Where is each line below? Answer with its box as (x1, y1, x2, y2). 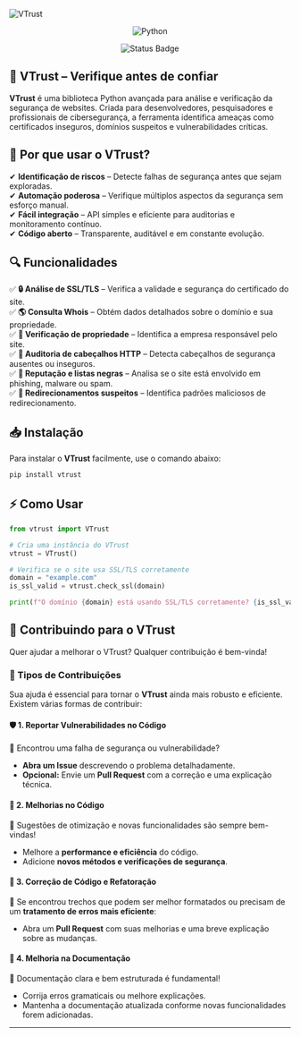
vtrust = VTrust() (9, 548, 78, 558)
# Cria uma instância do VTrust (9, 540, 129, 549)
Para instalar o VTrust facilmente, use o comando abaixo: (9, 453, 221, 464)
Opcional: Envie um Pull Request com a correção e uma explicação (21, 769, 272, 780)
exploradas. (9, 180, 53, 191)
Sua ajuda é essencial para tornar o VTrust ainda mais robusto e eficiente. (9, 689, 283, 700)
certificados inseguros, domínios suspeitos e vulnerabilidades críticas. (9, 121, 269, 132)
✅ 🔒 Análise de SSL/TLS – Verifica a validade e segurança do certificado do (9, 284, 289, 294)
